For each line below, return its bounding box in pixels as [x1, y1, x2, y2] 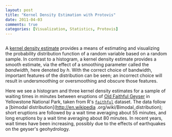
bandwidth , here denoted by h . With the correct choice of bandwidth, [5, 67, 152, 73]
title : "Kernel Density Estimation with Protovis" [5, 12, 116, 17]
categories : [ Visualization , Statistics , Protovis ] [5, 27, 118, 32]
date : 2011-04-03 [5, 17, 43, 22]
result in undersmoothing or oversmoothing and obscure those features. [5, 78, 158, 84]
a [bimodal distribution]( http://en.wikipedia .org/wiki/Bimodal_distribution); [5, 104, 163, 110]
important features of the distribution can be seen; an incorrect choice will [5, 72, 163, 79]
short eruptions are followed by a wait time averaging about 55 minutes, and [5, 110, 167, 116]
